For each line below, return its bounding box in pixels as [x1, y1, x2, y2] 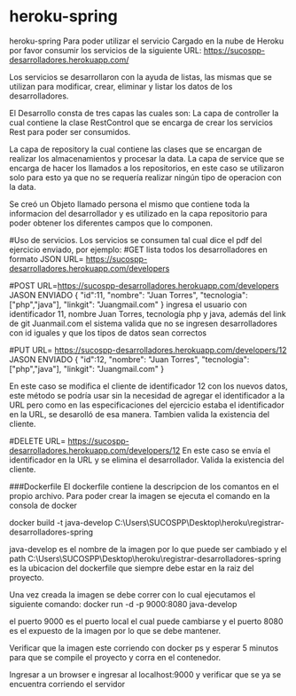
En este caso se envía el [182, 445, 271, 455]
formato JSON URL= [9, 253, 84, 264]
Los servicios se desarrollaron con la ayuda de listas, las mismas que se [9, 71, 272, 82]
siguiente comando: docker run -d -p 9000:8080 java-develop [9, 598, 238, 609]
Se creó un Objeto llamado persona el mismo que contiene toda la [9, 198, 250, 210]
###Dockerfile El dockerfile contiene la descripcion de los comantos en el [9, 481, 279, 492]
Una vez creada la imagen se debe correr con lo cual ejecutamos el [9, 589, 255, 600]
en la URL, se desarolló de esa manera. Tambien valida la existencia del [9, 408, 270, 419]
